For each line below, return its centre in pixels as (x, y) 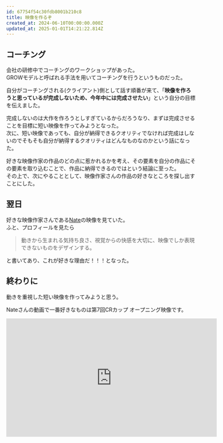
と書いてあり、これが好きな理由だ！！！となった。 (69, 260)
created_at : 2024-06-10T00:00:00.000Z (55, 23)
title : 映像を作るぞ (29, 17)
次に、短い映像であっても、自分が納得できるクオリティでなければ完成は (95, 133)
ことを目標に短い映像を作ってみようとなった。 (64, 126)
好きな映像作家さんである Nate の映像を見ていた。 (67, 219)
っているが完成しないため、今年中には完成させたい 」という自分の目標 (109, 98)
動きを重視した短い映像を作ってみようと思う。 (64, 297)
